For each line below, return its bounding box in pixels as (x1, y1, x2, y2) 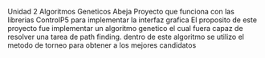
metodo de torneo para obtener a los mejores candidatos (7, 41, 197, 50)
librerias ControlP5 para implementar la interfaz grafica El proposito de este (7, 15, 258, 25)
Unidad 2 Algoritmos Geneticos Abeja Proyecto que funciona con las (7, 7, 234, 16)
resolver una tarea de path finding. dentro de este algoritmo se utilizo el (7, 32, 244, 41)
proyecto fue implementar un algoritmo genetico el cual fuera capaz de (7, 24, 243, 33)
